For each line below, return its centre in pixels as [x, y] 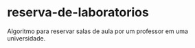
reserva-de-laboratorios [78, 13]
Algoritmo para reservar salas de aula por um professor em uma [98, 31]
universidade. [26, 38]
